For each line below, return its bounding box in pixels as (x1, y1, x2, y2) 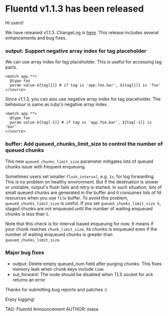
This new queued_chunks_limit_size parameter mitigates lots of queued (5, 158, 153, 164)
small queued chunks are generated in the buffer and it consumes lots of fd (5, 189, 161, 196)
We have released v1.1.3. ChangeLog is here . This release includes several (5, 29, 159, 35)
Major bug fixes (5, 249, 44, 256)
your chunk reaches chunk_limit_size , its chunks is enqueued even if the (5, 226, 157, 232)
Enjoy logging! (5, 296, 35, 302)
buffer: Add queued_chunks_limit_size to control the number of (5, 141, 163, 148)
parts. (5, 64, 18, 71)
